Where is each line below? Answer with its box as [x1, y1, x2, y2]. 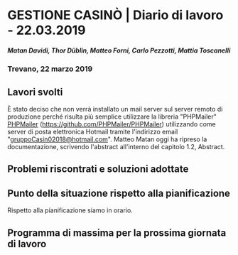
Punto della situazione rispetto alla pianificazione [7, 187, 231, 199]
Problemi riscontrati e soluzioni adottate [7, 163, 189, 175]
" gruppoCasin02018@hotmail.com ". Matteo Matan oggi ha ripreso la [7, 135, 207, 143]
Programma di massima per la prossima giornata [7, 227, 227, 239]
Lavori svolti [7, 86, 63, 98]
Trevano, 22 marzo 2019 [7, 64, 93, 74]
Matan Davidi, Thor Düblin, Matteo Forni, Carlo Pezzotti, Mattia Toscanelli [7, 46, 231, 55]
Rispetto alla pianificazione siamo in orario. [7, 206, 133, 215]
